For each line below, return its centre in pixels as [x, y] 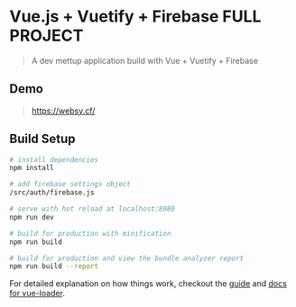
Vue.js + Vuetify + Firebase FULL [135, 17]
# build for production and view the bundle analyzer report [127, 258]
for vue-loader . [37, 293]
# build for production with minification [90, 233]
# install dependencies [54, 159]
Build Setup [42, 139]
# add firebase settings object [70, 185]
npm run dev [32, 217]
